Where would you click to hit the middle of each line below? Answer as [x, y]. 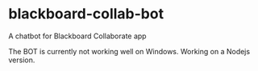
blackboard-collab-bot [86, 14]
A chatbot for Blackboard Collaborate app [77, 36]
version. [22, 60]
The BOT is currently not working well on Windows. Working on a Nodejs [129, 51]
